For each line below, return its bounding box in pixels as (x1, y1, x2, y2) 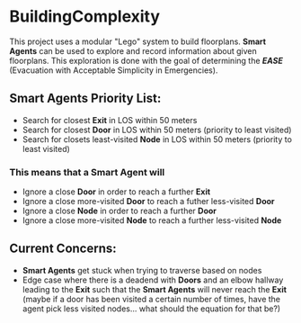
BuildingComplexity (9, 6, 160, 27)
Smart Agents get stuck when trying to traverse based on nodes (22, 265, 262, 275)
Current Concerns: (9, 241, 117, 256)
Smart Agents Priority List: (9, 91, 162, 106)
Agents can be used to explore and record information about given (9, 45, 258, 56)
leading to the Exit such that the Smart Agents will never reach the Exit (22, 283, 288, 294)
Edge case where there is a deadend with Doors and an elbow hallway (22, 274, 284, 285)
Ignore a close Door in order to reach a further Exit (22, 186, 211, 197)
